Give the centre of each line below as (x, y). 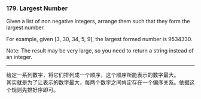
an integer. (19, 57)
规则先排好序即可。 (35, 90)
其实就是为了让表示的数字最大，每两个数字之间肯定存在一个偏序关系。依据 (98, 82)
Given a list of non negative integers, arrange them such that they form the (98, 21)
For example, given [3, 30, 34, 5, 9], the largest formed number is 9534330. (99, 39)
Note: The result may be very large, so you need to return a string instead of (100, 51)
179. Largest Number (37, 8)
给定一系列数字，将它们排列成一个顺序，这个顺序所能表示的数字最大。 (93, 75)
